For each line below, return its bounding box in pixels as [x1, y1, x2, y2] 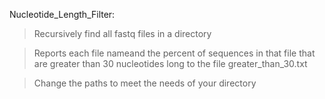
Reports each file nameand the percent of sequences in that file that [33, 47, 316, 59]
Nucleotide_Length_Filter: [9, 9, 116, 20]
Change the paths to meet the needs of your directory [33, 77, 257, 89]
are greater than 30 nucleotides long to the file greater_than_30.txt [33, 58, 308, 69]
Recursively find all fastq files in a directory [33, 28, 212, 39]
